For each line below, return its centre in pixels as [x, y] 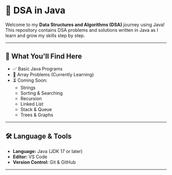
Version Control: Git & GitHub [44, 162]
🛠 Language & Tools [38, 136]
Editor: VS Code [30, 157]
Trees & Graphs [37, 115]
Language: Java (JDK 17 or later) [48, 151]
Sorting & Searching [41, 93]
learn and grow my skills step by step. [45, 35]
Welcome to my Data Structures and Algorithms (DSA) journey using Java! [85, 25]
